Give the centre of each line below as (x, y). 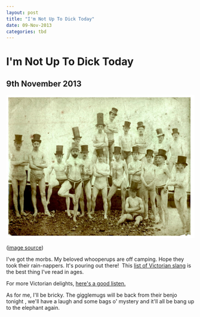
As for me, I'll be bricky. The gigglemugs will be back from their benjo (92, 295)
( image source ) (25, 248)
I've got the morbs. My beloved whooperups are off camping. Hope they (95, 259)
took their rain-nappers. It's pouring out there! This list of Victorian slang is (99, 266)
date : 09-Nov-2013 (29, 25)
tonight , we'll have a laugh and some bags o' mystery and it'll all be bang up (100, 301)
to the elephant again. (33, 308)
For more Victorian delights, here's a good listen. (66, 284)
